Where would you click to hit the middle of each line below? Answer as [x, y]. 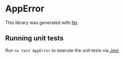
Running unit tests [34, 38]
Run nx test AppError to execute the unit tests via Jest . [63, 50]
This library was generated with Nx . [42, 22]
